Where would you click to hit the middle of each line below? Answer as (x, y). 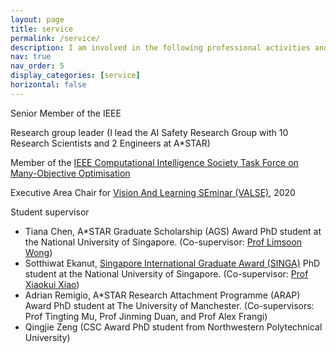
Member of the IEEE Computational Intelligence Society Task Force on (154, 162)
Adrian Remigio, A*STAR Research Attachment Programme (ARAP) (162, 295)
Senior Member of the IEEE (66, 113)
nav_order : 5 (37, 66)
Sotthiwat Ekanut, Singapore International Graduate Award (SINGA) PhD (172, 263)
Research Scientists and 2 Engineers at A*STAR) (110, 143)
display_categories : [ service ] (75, 76)
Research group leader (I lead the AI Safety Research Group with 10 (149, 132)
